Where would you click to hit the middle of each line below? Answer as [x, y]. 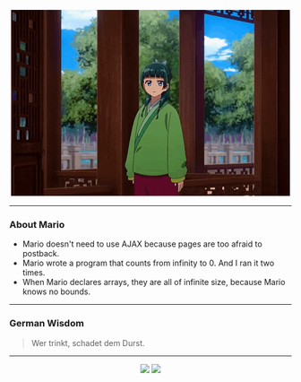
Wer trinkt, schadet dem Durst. [88, 343]
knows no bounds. [56, 291]
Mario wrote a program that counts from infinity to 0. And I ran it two [148, 263]
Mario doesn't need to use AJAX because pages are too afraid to [142, 244]
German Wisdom [47, 324]
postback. [41, 254]
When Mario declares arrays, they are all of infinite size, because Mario [154, 282]
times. [34, 273]
